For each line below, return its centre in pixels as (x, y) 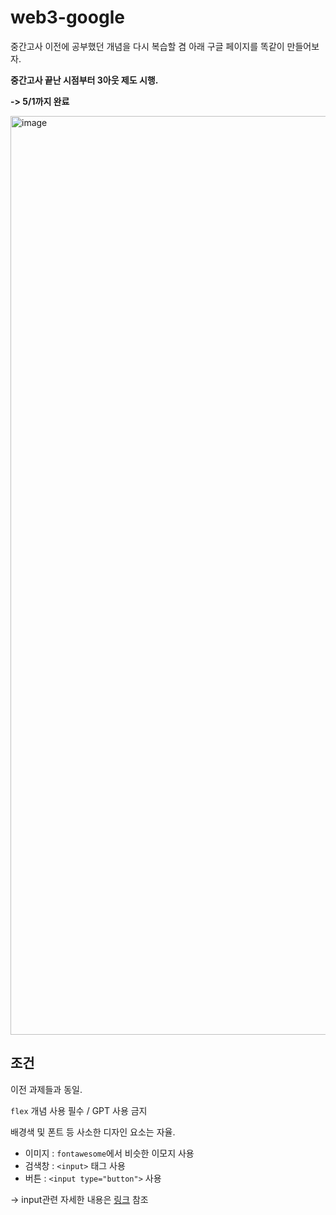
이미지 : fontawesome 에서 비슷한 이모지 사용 (109, 1153)
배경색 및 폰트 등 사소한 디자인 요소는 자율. (93, 1132)
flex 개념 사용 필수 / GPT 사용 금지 (79, 1110)
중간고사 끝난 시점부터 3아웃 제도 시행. (84, 80)
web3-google (67, 17)
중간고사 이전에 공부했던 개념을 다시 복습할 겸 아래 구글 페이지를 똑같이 (147, 46)
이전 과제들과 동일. (46, 1089)
